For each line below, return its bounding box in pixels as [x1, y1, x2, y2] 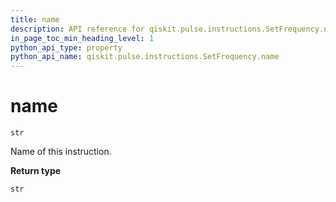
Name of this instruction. [10, 146, 112, 158]
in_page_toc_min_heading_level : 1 [10, 33, 155, 43]
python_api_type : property [10, 42, 123, 53]
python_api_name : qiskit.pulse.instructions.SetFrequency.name [10, 52, 280, 62]
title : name [10, 14, 60, 25]
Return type [10, 165, 62, 177]
